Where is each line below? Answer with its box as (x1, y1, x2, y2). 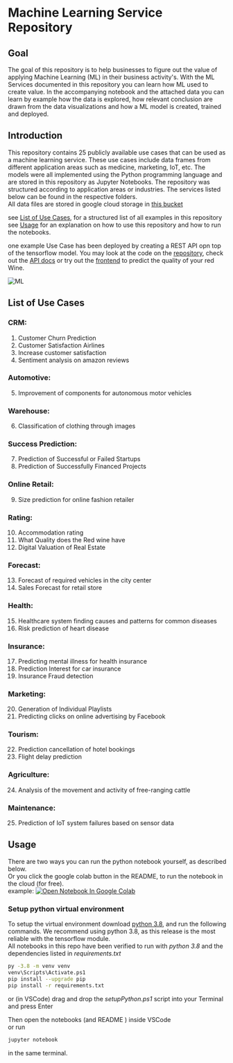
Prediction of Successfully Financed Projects (17, 463, 146, 471)
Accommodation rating (17, 528, 84, 537)
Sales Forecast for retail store (17, 584, 103, 592)
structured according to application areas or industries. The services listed (8, 185, 221, 193)
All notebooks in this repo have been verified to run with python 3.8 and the (8, 942, 224, 951)
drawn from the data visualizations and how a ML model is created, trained (8, 103, 221, 110)
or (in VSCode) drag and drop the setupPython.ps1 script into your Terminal (8, 994, 224, 1003)
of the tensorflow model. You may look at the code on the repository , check (8, 248, 224, 257)
